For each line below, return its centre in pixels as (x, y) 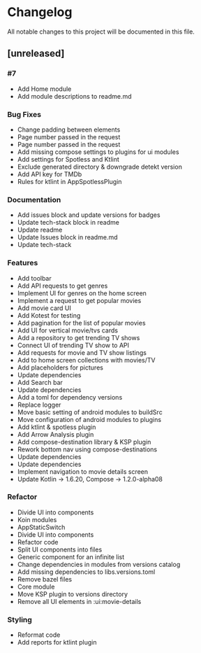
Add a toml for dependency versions (70, 397)
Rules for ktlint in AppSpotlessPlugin (69, 181)
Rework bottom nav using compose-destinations (87, 449)
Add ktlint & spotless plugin (57, 427)
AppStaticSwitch (41, 527)
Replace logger (39, 405)
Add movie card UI (44, 308)
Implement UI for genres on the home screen (82, 293)
